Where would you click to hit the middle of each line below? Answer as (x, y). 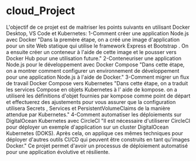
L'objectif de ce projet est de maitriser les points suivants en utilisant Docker (98, 27)
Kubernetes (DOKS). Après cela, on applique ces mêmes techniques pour (94, 133)
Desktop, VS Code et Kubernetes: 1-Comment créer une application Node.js (97, 33)
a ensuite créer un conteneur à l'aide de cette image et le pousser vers (91, 52)
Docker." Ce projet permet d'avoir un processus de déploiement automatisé (97, 146)
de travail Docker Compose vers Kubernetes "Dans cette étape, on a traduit (97, 83)
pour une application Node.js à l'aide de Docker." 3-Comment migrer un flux (98, 77)
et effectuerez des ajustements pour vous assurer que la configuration (91, 102)
